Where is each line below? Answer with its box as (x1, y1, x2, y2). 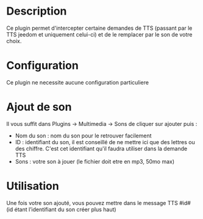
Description (6, 4, 67, 18)
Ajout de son (6, 100, 72, 114)
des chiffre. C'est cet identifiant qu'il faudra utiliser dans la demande (15, 145, 188, 152)
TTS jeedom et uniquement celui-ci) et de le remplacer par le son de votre (6, 30, 193, 38)
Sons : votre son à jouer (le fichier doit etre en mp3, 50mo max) (15, 158, 175, 165)
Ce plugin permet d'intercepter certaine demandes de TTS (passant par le (6, 24, 193, 32)
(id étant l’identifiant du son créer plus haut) (6, 206, 117, 213)
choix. (6, 37, 22, 44)
